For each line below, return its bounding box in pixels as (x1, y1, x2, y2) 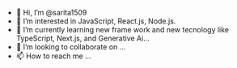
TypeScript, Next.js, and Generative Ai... (15, 33, 150, 43)
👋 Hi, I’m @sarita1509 (15, 8, 87, 17)
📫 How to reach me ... (15, 51, 91, 61)
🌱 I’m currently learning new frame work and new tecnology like (15, 25, 229, 34)
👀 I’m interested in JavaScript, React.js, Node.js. (15, 16, 176, 26)
